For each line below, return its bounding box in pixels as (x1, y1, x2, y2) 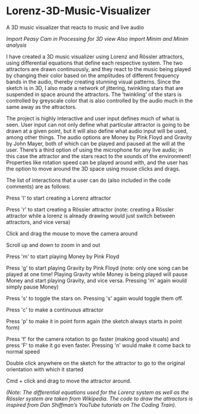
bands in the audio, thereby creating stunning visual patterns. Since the (6, 78, 181, 85)
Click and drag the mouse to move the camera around (6, 230, 138, 237)
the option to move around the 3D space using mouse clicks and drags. (6, 165, 181, 172)
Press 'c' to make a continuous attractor (6, 306, 104, 313)
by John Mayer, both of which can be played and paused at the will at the (6, 140, 185, 147)
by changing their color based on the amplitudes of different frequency (6, 72, 179, 79)
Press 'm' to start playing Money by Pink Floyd (6, 253, 120, 260)
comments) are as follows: (6, 182, 71, 190)
